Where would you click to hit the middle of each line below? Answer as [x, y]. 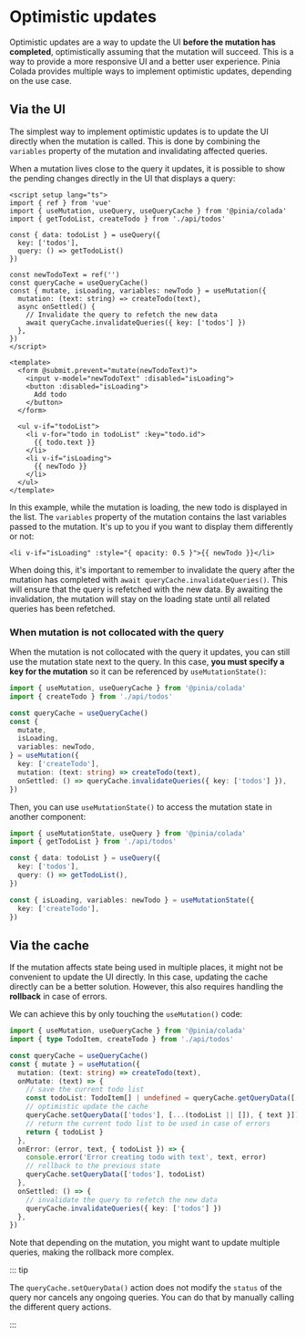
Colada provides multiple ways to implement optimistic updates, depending [151, 71]
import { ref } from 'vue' [61, 202]
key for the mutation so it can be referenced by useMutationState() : [138, 671]
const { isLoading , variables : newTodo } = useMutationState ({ [132, 900]
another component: [48, 816]
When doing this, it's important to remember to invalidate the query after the [153, 570]
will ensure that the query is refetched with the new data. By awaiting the [146, 589]
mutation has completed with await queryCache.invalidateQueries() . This [149, 579]
